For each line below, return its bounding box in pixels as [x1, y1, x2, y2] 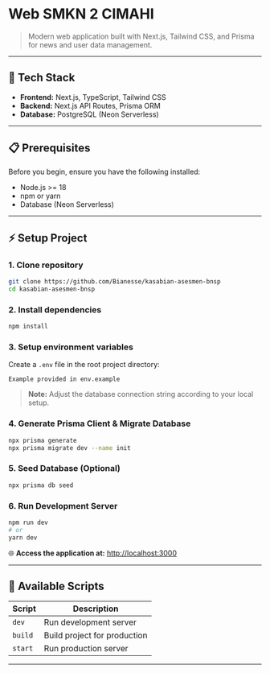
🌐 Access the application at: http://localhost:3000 [8, 548, 178, 558]
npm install [8, 323, 48, 331]
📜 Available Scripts [8, 580, 104, 592]
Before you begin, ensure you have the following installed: [8, 167, 201, 176]
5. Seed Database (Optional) [8, 463, 121, 474]
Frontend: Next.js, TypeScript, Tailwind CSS [19, 92, 166, 101]
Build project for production [43, 630, 148, 641]
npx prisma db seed [8, 481, 74, 489]
